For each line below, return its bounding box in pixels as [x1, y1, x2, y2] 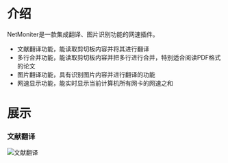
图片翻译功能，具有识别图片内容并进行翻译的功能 [16, 70, 155, 79]
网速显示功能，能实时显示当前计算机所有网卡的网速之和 [16, 79, 173, 87]
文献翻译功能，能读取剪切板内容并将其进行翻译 [16, 45, 149, 53]
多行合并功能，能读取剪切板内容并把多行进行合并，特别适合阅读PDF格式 [16, 53, 221, 62]
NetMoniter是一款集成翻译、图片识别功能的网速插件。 [7, 30, 159, 38]
